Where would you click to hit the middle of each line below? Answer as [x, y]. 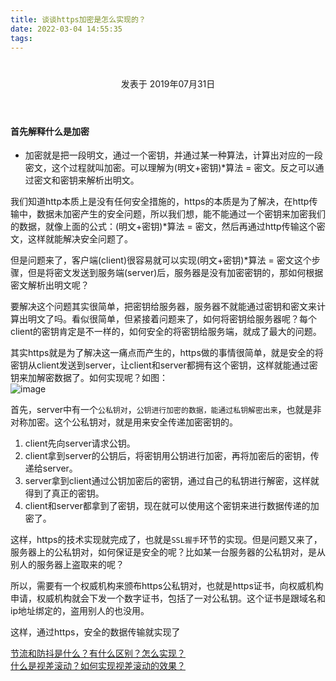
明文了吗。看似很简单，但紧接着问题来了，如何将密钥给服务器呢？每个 [172, 319]
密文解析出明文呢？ [50, 285]
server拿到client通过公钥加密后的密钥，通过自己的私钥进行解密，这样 [167, 481]
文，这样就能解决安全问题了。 [71, 239]
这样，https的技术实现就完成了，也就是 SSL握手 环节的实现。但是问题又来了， [166, 540]
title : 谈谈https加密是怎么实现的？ [78, 19]
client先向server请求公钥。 [80, 443]
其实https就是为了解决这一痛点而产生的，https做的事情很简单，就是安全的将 [167, 353]
